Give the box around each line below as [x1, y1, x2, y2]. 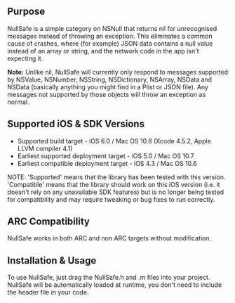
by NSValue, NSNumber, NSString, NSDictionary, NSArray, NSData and [7, 75, 213, 84]
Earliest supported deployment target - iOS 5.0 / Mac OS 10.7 [17, 151, 194, 160]
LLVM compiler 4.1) [17, 144, 73, 153]
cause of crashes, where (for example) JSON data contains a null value [7, 39, 213, 48]
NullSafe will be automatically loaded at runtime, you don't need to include [7, 281, 222, 289]
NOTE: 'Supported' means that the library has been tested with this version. [7, 172, 226, 181]
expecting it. [7, 54, 43, 63]
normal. [7, 98, 29, 106]
